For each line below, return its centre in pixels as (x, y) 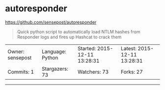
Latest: (129, 48)
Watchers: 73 (93, 72)
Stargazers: (55, 68)
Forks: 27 (132, 72)
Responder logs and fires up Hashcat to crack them (69, 37)
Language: (54, 51)
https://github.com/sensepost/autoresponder (51, 22)
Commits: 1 (21, 72)
